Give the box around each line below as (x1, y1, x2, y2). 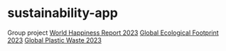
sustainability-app (7, 5, 119, 21)
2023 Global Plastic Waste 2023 (7, 35, 102, 44)
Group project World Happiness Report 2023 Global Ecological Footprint (7, 28, 219, 37)
